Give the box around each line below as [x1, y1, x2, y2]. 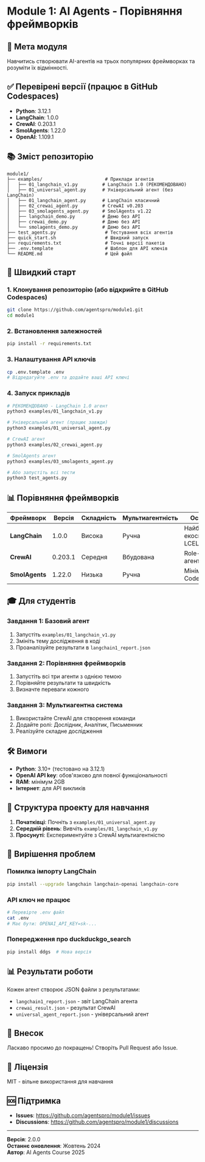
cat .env [7, 915, 29, 921]
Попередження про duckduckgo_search [7, 935, 131, 943]
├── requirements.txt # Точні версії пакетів [7, 240, 165, 246]
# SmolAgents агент [7, 452, 57, 459]
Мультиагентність [122, 514, 178, 522]
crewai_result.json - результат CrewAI [15, 1004, 116, 1011]
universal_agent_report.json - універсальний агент [15, 1010, 149, 1018]
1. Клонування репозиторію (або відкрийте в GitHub [7, 285, 169, 293]
